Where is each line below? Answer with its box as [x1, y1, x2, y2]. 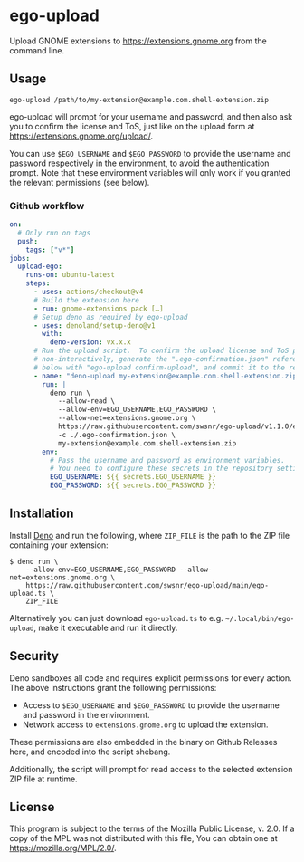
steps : [25, 279, 51, 288]
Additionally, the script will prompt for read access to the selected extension [9, 763, 293, 774]
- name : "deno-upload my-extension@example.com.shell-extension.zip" [33, 371, 301, 380]
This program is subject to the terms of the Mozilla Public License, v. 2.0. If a [9, 823, 295, 834]
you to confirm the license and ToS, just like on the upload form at [9, 120, 255, 131]
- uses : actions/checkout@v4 [33, 287, 144, 297]
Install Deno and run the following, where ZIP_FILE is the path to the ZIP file [9, 530, 290, 541]
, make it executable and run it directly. [33, 622, 178, 633]
